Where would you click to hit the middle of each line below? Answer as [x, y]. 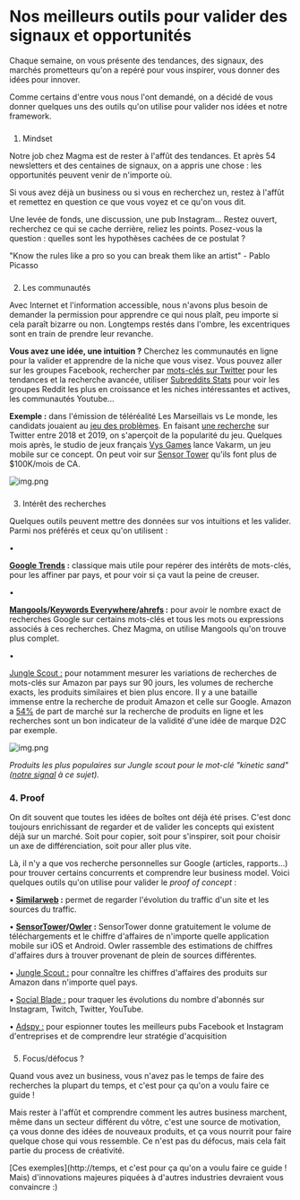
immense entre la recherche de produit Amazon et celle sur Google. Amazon [150, 701]
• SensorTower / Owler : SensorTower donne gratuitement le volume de [140, 927]
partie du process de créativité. [67, 1150]
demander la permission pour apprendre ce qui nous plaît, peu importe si [144, 314]
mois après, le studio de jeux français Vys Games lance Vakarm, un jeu [140, 444]
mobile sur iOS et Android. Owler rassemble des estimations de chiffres [141, 946]
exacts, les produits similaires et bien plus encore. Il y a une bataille [133, 692]
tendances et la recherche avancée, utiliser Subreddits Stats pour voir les [145, 380]
